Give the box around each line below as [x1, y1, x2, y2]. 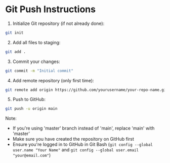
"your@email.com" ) [12, 152, 51, 158]
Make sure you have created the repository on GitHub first [12, 136, 134, 142]
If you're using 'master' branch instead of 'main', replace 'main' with [12, 125, 155, 132]
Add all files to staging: [12, 39, 61, 45]
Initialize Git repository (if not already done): [12, 20, 105, 26]
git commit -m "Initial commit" [5, 68, 73, 73]
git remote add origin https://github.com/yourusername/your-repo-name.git [5, 87, 168, 92]
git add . [5, 49, 26, 54]
